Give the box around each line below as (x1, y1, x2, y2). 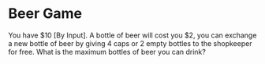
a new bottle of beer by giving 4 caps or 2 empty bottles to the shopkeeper (8, 38, 252, 48)
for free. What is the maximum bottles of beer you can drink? (8, 47, 207, 56)
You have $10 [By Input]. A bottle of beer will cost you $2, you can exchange (8, 30, 257, 40)
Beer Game (8, 5, 83, 23)
